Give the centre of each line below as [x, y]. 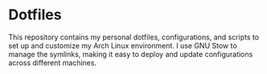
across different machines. [53, 63]
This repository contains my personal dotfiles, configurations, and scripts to [134, 37]
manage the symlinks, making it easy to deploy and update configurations [131, 54]
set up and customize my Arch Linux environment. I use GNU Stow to [123, 45]
